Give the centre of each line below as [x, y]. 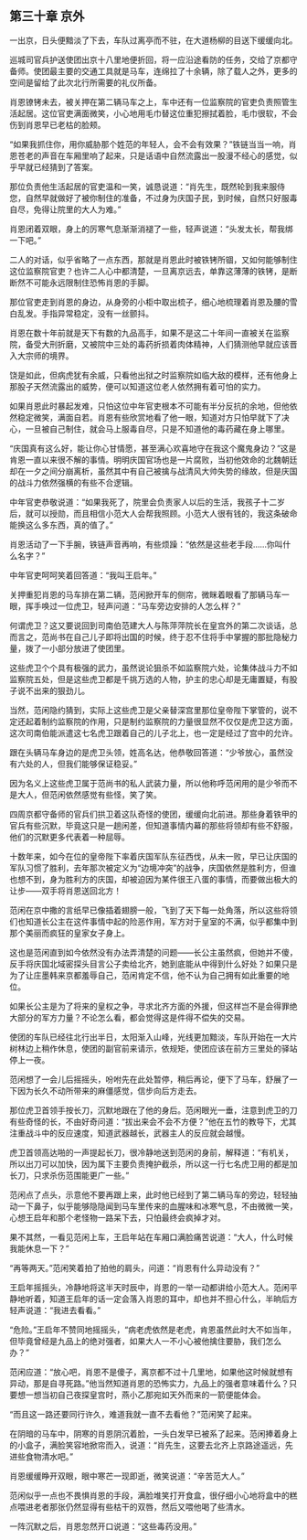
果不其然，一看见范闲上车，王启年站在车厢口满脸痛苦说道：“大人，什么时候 [152, 1236]
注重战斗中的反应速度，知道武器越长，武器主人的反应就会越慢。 [129, 1133]
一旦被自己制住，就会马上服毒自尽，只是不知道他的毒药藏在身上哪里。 [157, 429]
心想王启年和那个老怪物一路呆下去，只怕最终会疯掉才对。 [117, 1217]
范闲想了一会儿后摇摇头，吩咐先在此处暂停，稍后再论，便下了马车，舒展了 [149, 1079]
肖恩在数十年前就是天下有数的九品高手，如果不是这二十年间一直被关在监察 [149, 333]
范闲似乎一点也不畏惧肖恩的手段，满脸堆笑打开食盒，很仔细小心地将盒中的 [149, 1495]
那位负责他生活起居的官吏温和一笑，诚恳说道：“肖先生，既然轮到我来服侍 [148, 187]
